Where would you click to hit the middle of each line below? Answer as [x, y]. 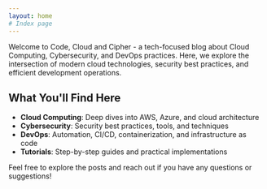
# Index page [31, 24]
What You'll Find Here [65, 98]
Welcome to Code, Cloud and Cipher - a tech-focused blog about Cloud [129, 46]
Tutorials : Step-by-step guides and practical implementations [124, 152]
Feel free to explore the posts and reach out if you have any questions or [130, 168]
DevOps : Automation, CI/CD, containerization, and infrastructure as [133, 135]
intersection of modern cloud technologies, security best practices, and [129, 64]
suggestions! [30, 176]
